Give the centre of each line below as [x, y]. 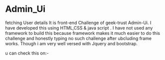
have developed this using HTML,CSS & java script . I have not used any [79, 28]
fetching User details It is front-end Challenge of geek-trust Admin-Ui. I [78, 23]
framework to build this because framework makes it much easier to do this [83, 33]
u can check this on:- [27, 53]
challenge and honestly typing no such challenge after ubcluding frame [79, 38]
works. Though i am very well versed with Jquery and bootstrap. [72, 43]
